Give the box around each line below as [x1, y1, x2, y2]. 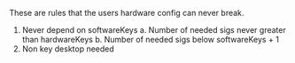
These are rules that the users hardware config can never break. [9, 8, 245, 18]
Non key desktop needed [21, 43, 115, 54]
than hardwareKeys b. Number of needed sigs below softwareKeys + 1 [21, 35, 279, 44]
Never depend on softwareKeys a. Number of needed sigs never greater [21, 25, 286, 35]
